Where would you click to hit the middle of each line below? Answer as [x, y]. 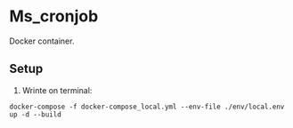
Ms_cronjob [54, 16]
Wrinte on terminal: [57, 90]
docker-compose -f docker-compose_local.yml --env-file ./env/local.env [147, 107]
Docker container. [42, 41]
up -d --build [36, 114]
